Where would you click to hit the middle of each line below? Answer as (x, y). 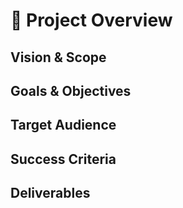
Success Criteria (63, 159)
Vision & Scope (58, 57)
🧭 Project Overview (91, 20)
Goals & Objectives (71, 90)
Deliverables (50, 193)
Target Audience (63, 125)
